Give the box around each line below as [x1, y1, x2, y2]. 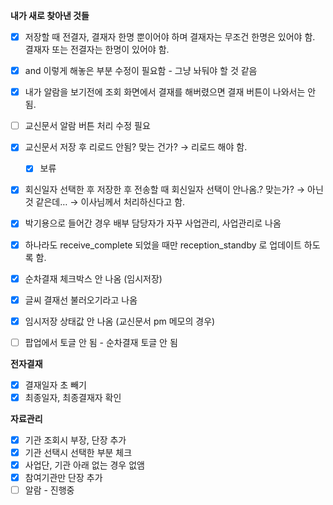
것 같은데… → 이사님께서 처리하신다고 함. [24, 196, 186, 208]
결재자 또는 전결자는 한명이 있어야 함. [24, 44, 170, 56]
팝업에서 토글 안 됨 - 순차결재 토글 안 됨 [24, 336, 178, 348]
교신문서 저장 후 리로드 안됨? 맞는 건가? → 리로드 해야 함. [24, 141, 248, 153]
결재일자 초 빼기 [24, 379, 87, 391]
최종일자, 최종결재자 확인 [24, 391, 122, 403]
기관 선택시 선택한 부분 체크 [24, 447, 133, 458]
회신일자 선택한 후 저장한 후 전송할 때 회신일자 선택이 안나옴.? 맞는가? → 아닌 [24, 184, 324, 196]
